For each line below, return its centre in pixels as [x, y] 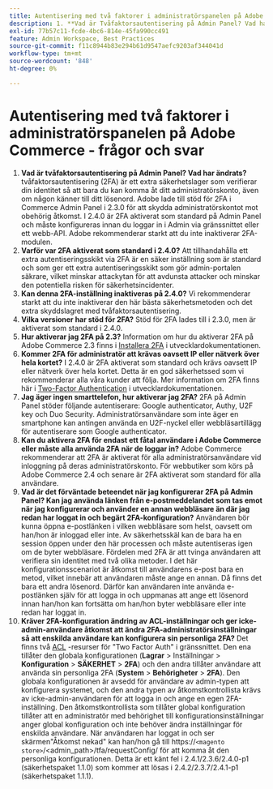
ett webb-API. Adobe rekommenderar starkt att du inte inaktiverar [130, 233]
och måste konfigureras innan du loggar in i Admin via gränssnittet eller [140, 225]
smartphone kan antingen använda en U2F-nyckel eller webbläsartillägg [141, 422]
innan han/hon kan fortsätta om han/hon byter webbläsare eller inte [133, 603]
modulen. [37, 242]
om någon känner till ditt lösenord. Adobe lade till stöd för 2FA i [126, 199]
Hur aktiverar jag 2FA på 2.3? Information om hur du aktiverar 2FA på [137, 337]
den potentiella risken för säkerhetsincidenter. [98, 285]
